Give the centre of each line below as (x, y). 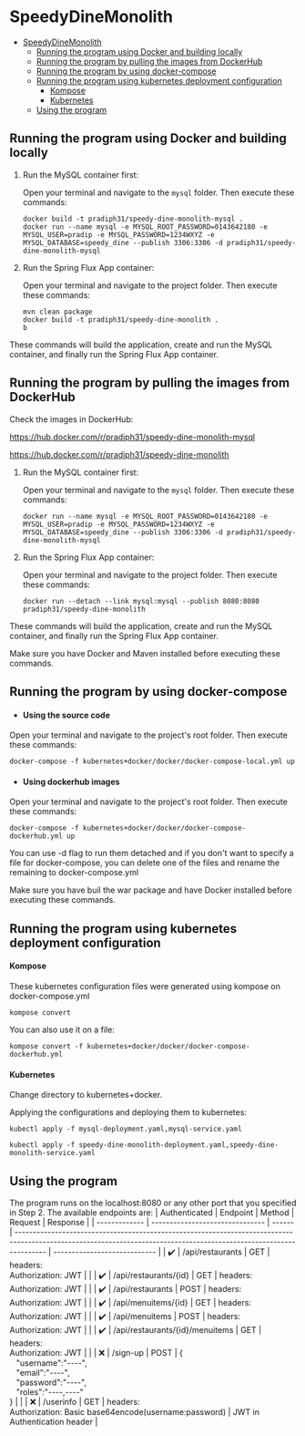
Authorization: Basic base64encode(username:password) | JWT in (134, 1411)
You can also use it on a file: (62, 1029)
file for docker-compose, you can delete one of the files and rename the (145, 863)
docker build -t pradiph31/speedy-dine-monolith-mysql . (133, 219)
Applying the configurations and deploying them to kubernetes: (128, 1112)
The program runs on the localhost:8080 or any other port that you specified (153, 1203)
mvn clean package (57, 312)
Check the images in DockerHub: (71, 419)
